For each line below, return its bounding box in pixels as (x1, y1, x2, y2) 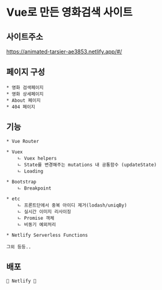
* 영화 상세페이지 (6, 91, 44, 97)
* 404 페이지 (6, 104, 35, 110)
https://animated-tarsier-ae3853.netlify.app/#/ (6, 48, 123, 55)
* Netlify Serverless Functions (6, 232, 88, 238)
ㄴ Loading (17, 168, 44, 174)
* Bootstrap (6, 179, 36, 185)
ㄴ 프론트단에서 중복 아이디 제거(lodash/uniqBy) (17, 202, 127, 208)
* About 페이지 (6, 97, 41, 104)
